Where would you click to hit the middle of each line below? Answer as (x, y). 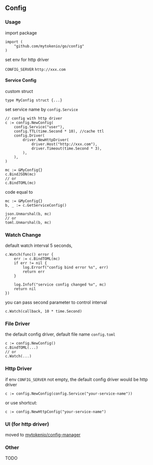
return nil (25, 289)
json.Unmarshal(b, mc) (28, 214)
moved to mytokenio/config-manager (43, 435)
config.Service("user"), (39, 127)
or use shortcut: (21, 403)
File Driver (18, 324)
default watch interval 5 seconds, (39, 246)
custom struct (19, 91)
